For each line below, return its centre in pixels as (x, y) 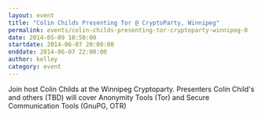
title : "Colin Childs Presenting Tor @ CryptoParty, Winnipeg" (114, 23)
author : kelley (33, 60)
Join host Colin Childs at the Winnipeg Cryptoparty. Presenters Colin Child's (131, 89)
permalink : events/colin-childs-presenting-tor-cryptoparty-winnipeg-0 (128, 30)
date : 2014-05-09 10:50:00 (52, 37)
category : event (35, 67)
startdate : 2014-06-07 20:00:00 (61, 45)
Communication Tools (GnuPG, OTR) (68, 105)
